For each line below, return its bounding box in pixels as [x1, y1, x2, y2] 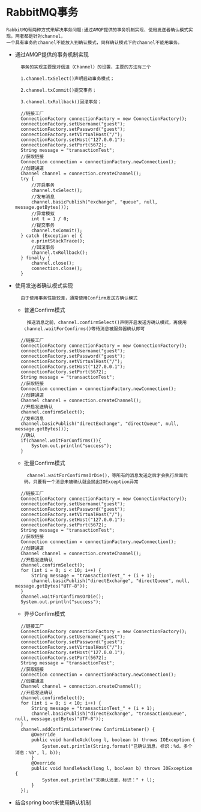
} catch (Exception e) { [20, 232, 83, 239]
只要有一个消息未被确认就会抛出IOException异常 [32, 478, 139, 485]
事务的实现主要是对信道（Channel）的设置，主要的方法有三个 [20, 64, 151, 70]
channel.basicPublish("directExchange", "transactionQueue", [31, 711, 187, 717]
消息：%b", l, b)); [14, 750, 61, 756]
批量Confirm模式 [23, 459, 65, 466]
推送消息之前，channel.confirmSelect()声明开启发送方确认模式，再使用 [26, 319, 187, 325]
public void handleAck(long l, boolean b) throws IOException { [31, 736, 196, 743]
